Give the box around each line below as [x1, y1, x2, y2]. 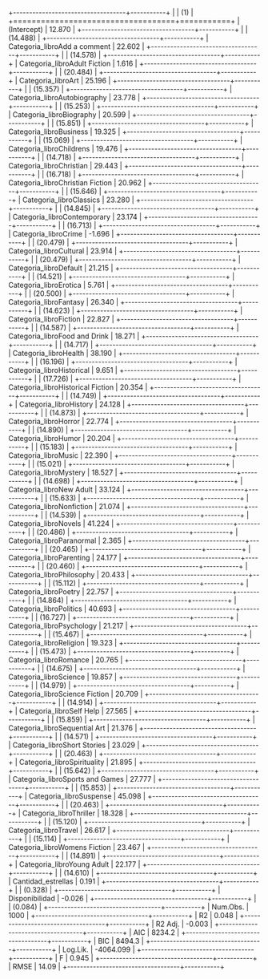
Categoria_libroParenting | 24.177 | [8, 553, 122, 562]
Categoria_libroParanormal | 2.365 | [8, 536, 126, 545]
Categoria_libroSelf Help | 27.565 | [18, 706, 132, 715]
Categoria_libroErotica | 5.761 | [8, 281, 110, 289]
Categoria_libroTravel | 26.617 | [8, 826, 110, 835]
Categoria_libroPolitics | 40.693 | [8, 604, 117, 613]
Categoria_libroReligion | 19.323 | [8, 638, 118, 647]
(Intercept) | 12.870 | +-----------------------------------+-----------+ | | [8, 25, 248, 34]
